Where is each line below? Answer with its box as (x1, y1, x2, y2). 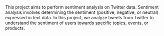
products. (5, 25, 25, 31)
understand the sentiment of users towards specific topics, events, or (5, 20, 148, 26)
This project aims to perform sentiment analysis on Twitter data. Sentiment (5, 4, 159, 10)
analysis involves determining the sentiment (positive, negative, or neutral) (5, 9, 158, 15)
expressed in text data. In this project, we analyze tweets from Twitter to (5, 15, 154, 20)
